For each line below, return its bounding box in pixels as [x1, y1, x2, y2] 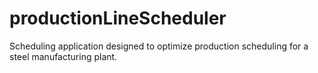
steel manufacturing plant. [9, 50, 118, 62]
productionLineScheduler [9, 7, 227, 30]
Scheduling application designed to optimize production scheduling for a [9, 40, 309, 52]
